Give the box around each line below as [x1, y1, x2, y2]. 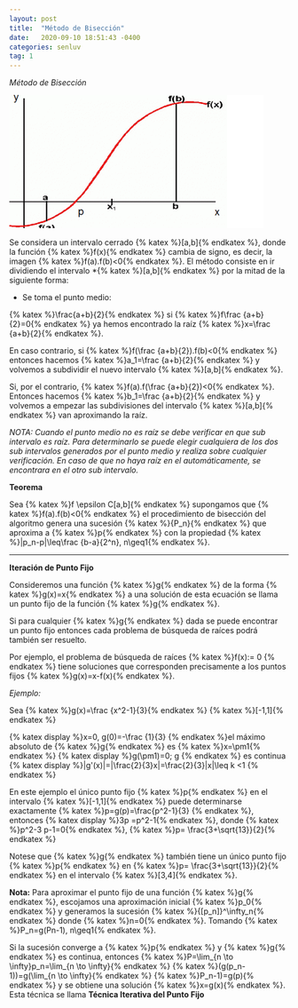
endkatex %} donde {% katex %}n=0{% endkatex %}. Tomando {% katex [9, 916, 278, 926]
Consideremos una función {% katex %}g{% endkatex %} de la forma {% [9, 580, 278, 591]
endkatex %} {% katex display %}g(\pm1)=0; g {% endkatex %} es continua [9, 750, 286, 761]
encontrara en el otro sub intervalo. [9, 464, 139, 475]
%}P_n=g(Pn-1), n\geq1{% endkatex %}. [9, 925, 157, 936]
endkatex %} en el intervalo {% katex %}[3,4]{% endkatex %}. [9, 870, 238, 881]
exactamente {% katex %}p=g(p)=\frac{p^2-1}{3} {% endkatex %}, [9, 806, 255, 816]
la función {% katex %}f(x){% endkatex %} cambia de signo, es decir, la [9, 247, 273, 258]
